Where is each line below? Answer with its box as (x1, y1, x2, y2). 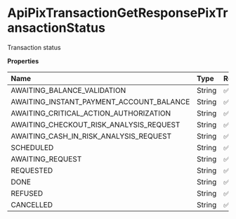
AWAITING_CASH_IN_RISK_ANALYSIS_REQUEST (11, 131, 172, 141)
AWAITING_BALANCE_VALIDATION (11, 85, 126, 95)
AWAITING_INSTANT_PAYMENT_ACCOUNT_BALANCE (11, 96, 190, 106)
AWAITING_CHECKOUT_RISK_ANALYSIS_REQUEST (11, 120, 181, 130)
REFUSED (11, 188, 44, 198)
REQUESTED (11, 165, 53, 175)
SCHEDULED (11, 142, 54, 152)
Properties (7, 56, 39, 65)
